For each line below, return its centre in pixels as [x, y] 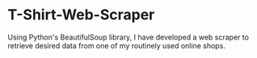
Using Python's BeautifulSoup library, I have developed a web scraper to [128, 37]
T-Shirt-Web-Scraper [81, 15]
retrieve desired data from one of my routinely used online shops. [116, 45]
